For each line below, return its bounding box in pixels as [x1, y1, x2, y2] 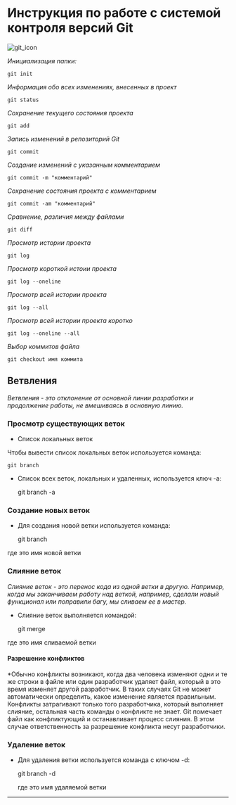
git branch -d [17, 769, 56, 778]
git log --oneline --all [7, 329, 80, 337]
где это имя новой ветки [7, 549, 81, 557]
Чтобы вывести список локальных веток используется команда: [7, 448, 202, 457]
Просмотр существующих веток [7, 419, 125, 429]
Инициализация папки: [7, 56, 77, 65]
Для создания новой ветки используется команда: [17, 521, 171, 530]
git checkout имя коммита [7, 355, 83, 363]
